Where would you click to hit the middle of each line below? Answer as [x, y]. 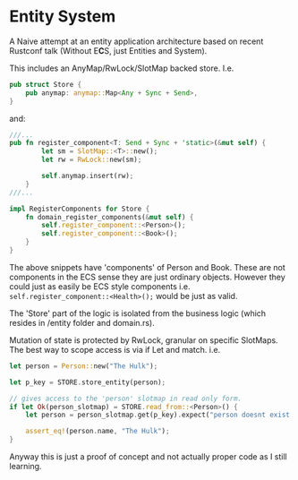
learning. [26, 467]
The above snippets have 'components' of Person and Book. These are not [147, 267]
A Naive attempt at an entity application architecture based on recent [136, 41]
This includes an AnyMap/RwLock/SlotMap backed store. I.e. [122, 68]
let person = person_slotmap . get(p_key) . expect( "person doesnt [146, 415]
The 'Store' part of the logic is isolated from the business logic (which [138, 313]
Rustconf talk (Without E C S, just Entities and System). [108, 50]
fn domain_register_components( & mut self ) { [110, 217]
